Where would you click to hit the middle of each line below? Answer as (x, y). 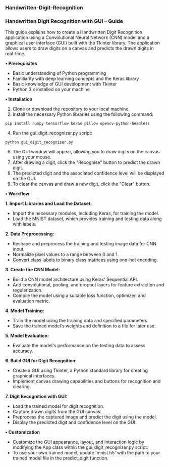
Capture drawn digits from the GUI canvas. (57, 412)
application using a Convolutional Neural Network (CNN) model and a (77, 37)
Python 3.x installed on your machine (51, 90)
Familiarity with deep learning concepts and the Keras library (76, 79)
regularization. (27, 290)
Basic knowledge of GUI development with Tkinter (65, 84)
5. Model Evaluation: (27, 336)
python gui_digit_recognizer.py (39, 142)
